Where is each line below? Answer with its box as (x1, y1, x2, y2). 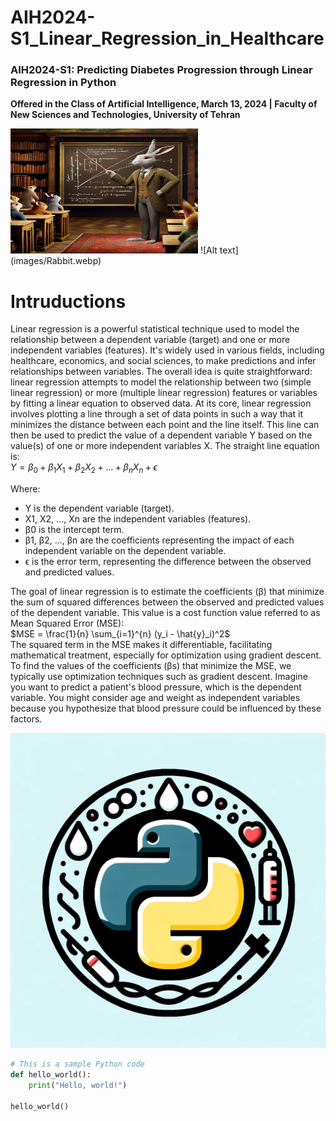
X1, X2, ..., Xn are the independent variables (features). (24, 513, 252, 525)
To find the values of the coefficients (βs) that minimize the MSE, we (10, 660, 292, 672)
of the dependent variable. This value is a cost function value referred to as (10, 607, 321, 619)
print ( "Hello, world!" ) (28, 1080, 128, 1090)
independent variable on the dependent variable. (24, 545, 227, 557)
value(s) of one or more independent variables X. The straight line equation (10, 440, 320, 452)
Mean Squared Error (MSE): (10, 617, 125, 630)
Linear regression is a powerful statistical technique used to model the (10, 323, 300, 335)
